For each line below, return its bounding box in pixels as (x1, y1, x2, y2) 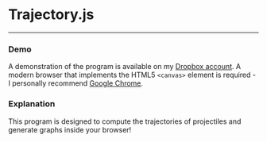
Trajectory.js (8, 6, 95, 24)
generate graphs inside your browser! (8, 125, 132, 134)
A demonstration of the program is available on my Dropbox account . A (8, 62, 241, 71)
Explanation (8, 98, 56, 109)
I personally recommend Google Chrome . (8, 79, 144, 88)
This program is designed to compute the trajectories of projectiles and (8, 117, 242, 126)
